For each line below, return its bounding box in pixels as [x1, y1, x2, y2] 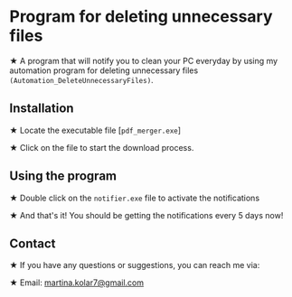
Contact [9, 236, 56, 251]
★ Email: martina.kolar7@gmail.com [9, 277, 145, 288]
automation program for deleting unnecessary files [9, 65, 199, 76]
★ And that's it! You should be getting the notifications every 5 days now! [9, 209, 284, 220]
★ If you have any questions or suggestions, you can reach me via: [9, 260, 260, 271]
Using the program [9, 169, 118, 184]
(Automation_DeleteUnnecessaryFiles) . [9, 74, 154, 85]
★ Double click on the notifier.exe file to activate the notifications [9, 192, 260, 203]
